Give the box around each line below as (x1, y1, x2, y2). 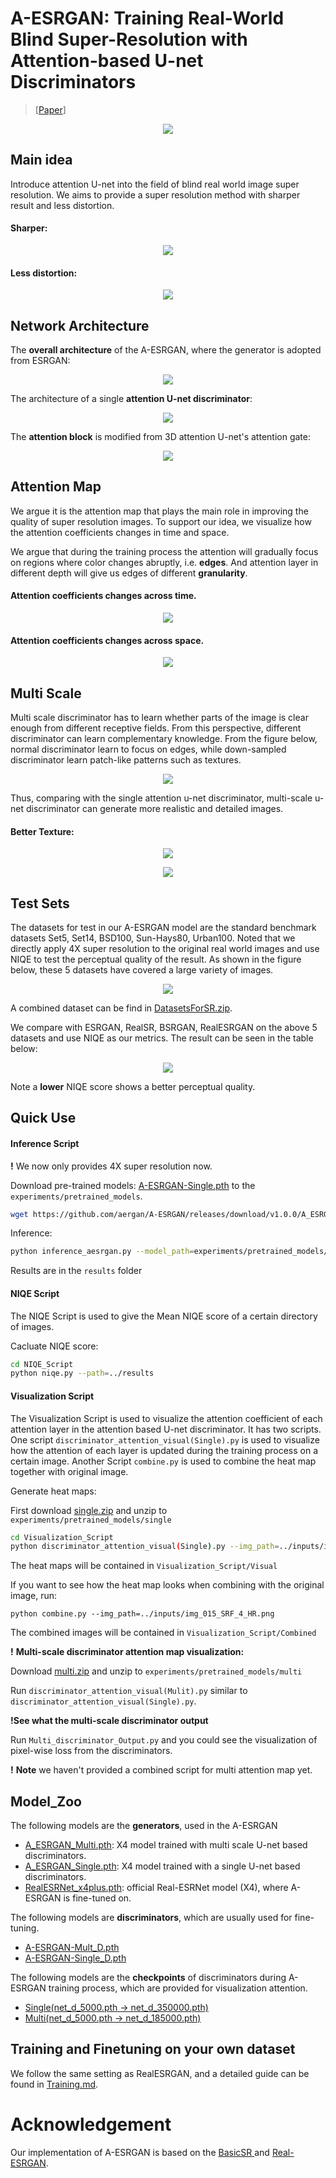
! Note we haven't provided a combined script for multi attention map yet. (10, 1764, 313, 1776)
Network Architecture (10, 317, 150, 334)
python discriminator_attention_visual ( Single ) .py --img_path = (10, 1542, 280, 1552)
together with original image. (10, 1465, 129, 1477)
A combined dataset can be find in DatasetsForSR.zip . (10, 1002, 233, 1014)
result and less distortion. (10, 199, 115, 211)
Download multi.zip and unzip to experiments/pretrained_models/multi (10, 1665, 303, 1677)
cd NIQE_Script (10, 1359, 74, 1369)
